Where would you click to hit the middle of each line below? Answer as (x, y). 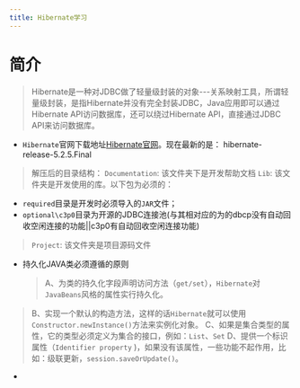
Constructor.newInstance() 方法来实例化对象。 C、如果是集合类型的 (156, 324)
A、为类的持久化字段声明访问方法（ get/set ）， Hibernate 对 (152, 283)
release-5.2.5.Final (57, 154)
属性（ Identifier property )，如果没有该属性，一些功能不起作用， (154, 347)
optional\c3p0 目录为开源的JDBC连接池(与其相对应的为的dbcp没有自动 (153, 214)
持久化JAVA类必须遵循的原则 (75, 264)
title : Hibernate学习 (49, 18)
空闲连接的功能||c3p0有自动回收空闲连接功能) (115, 225)
